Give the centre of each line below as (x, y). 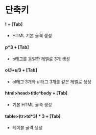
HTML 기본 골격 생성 (32, 36)
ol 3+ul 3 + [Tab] (21, 70)
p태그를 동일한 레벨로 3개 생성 (41, 59)
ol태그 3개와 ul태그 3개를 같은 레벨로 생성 (52, 82)
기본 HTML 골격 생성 (32, 105)
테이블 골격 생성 (27, 128)
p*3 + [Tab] (17, 47)
